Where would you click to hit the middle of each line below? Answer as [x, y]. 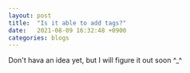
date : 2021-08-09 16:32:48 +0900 [67, 30]
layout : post [30, 15]
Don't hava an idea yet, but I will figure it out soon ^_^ [95, 60]
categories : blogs [39, 38]
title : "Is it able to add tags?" [67, 23]
